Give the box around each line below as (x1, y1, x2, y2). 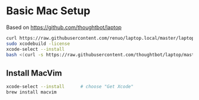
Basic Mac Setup (6, 4, 91, 18)
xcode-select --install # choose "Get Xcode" (6, 84, 134, 90)
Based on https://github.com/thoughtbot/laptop (6, 24, 122, 31)
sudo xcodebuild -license (6, 40, 70, 47)
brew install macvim (6, 89, 57, 95)
